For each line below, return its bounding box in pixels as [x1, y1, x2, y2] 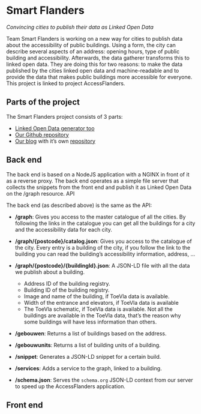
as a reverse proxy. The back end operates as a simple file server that [6, 177, 179, 184]
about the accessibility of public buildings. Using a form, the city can [6, 41, 176, 49]
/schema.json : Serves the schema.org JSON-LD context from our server [14, 376, 193, 383]
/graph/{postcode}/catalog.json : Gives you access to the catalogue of [14, 238, 192, 245]
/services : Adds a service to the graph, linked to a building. [14, 364, 162, 372]
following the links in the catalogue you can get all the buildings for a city [14, 220, 196, 227]
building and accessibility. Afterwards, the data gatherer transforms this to [6, 54, 190, 61]
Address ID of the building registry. [23, 280, 110, 287]
